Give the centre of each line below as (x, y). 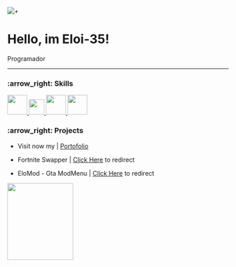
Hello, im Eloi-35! (59, 39)
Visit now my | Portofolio (53, 146)
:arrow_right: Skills (40, 83)
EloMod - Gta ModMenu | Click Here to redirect (86, 173)
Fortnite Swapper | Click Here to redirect (76, 159)
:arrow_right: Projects (45, 131)
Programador (26, 58)
